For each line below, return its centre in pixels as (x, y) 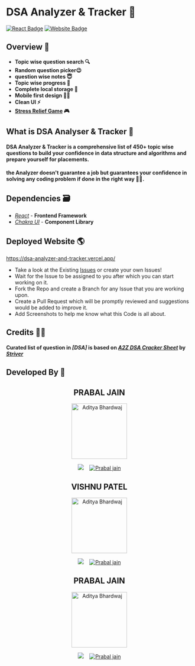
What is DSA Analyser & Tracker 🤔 (70, 132)
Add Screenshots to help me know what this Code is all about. (90, 313)
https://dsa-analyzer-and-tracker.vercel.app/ (61, 258)
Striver (15, 354)
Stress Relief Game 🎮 (42, 111)
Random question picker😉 (48, 70)
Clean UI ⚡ (28, 102)
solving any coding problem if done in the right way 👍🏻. (75, 179)
